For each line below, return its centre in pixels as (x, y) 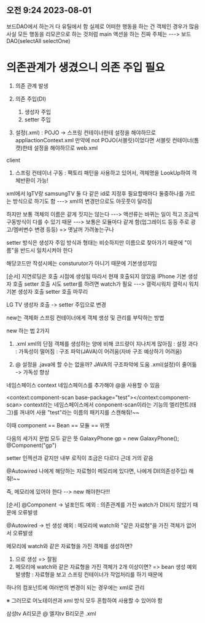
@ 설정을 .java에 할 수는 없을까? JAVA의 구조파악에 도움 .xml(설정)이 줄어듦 (106, 364)
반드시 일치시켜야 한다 (47, 250)
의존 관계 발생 (32, 86)
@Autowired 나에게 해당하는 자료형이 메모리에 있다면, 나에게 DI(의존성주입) (97, 471)
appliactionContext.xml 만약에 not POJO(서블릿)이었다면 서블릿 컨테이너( (105, 140)
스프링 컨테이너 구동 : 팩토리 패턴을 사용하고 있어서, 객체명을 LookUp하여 (103, 172)
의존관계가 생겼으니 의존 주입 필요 (86, 67)
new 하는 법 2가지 (28, 331)
